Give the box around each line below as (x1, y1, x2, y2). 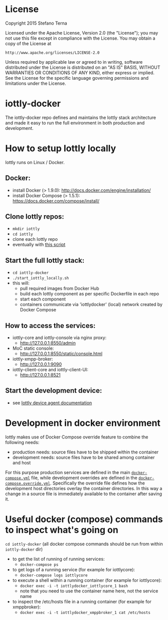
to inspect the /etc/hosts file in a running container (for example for (12, 598, 151, 604)
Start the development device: (5, 386, 102, 395)
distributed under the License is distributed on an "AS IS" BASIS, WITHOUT (5, 64, 160, 70)
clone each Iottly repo (12, 236, 58, 242)
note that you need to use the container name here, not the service (20, 588, 158, 594)
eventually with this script (12, 242, 66, 248)
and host (12, 459, 31, 466)
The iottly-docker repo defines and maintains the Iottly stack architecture (5, 114, 156, 120)
